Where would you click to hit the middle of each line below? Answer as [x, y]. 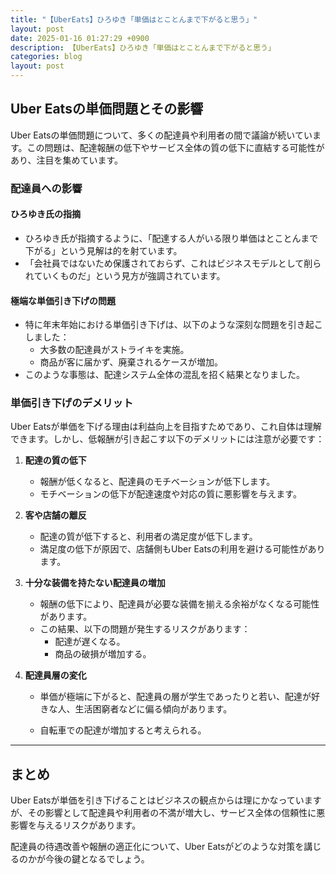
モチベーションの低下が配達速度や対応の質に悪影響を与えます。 [170, 494]
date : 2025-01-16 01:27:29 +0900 [80, 38]
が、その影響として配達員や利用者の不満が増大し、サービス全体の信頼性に [163, 813]
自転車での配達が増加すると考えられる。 [123, 730]
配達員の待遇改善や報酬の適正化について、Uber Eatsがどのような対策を [157, 847]
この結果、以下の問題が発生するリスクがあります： [145, 629]
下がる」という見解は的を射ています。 [103, 250]
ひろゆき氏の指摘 [45, 214]
